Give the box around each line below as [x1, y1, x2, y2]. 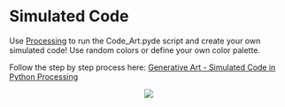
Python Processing [9, 71, 79, 81]
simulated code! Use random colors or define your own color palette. [9, 44, 261, 55]
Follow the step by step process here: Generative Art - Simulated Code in [9, 62, 276, 73]
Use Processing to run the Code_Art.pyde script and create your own [9, 35, 261, 46]
